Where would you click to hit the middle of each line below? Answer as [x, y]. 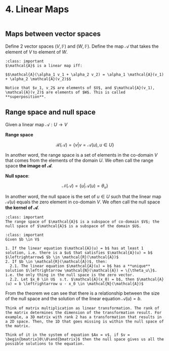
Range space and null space [51, 112]
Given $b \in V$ [22, 239]
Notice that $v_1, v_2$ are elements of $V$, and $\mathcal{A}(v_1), [80, 88]
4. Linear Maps [37, 9]
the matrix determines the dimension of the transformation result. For [83, 313]
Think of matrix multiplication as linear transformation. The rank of [82, 308]
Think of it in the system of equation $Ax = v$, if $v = [68, 335]
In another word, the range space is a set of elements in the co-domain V [81, 155]
